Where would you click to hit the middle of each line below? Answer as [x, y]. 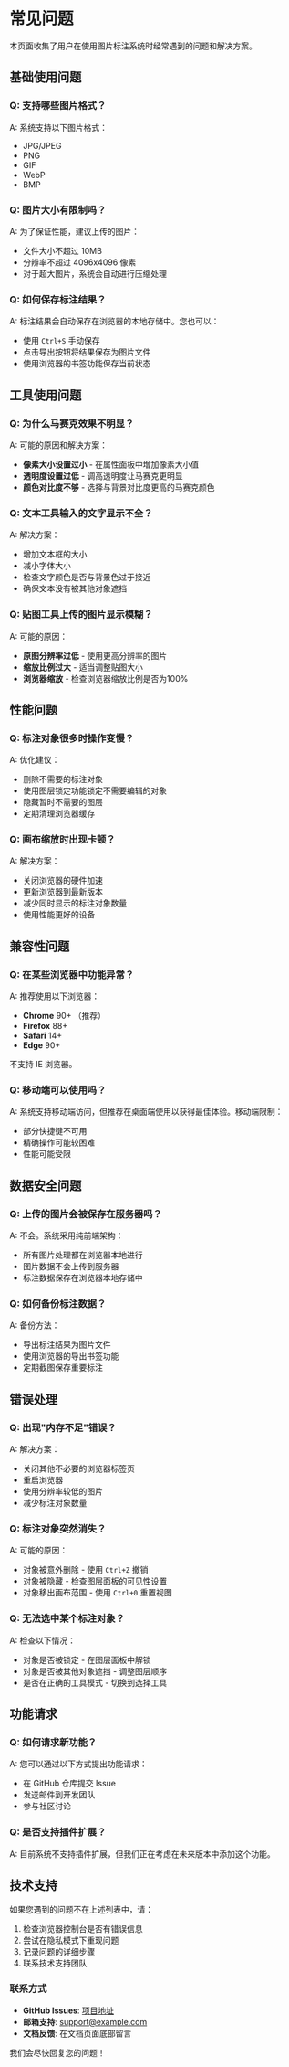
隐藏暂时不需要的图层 [62, 802]
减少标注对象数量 [55, 1503]
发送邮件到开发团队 [59, 1795]
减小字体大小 [46, 566]
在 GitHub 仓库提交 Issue [69, 1784]
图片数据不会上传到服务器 [71, 1267]
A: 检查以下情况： [42, 1640]
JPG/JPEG [42, 145]
